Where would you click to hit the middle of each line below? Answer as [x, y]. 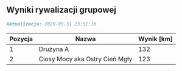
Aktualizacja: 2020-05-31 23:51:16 [51, 24]
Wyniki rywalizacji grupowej [61, 10]
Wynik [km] [156, 39]
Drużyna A [54, 49]
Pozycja [21, 39]
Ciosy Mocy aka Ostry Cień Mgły [86, 59]
